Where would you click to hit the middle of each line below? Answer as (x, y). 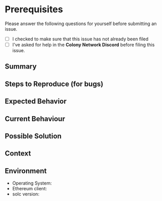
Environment (26, 171)
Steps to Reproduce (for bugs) (54, 84)
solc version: (26, 194)
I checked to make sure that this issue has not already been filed (80, 39)
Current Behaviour (35, 119)
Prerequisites (34, 9)
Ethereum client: (29, 189)
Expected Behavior (36, 102)
